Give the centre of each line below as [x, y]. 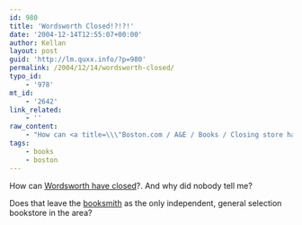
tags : [19, 143]
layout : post [34, 51]
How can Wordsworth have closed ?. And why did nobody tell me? [131, 185]
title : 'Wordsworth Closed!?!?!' [72, 26]
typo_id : [26, 76]
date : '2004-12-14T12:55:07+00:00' [76, 34]
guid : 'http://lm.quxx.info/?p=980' [78, 59]
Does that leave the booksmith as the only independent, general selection [146, 202]
